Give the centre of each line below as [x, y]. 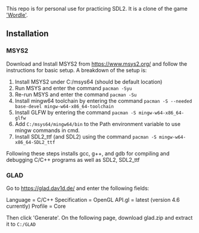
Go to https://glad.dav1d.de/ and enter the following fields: [78, 188]
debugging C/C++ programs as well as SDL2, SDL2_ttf [73, 160]
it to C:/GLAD [21, 224]
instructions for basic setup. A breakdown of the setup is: [77, 70]
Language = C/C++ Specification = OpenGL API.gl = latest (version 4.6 [93, 200]
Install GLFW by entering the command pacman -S [75, 112]
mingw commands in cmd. [47, 130]
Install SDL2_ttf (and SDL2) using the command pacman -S [85, 136]
